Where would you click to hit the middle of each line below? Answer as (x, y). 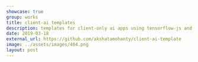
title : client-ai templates (41, 22)
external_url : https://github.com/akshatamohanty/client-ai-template (94, 39)
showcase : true (25, 12)
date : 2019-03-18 (28, 34)
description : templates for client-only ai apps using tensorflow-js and (99, 28)
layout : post (22, 50)
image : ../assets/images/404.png (47, 45)
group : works (22, 17)
